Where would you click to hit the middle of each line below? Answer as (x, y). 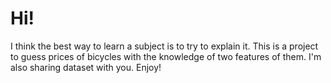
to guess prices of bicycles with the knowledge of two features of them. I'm (166, 56)
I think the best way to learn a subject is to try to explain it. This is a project (164, 46)
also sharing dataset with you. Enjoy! (86, 67)
